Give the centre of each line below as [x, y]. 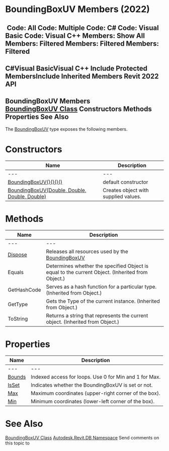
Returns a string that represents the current [97, 315]
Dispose [18, 254]
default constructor [125, 182]
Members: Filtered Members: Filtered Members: [82, 43]
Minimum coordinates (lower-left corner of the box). [93, 401]
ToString [18, 319]
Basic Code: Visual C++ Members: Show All [75, 35]
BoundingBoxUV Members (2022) [77, 9]
